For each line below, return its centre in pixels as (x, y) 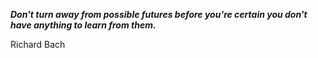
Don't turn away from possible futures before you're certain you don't (159, 14)
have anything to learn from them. (83, 25)
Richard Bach (38, 44)
